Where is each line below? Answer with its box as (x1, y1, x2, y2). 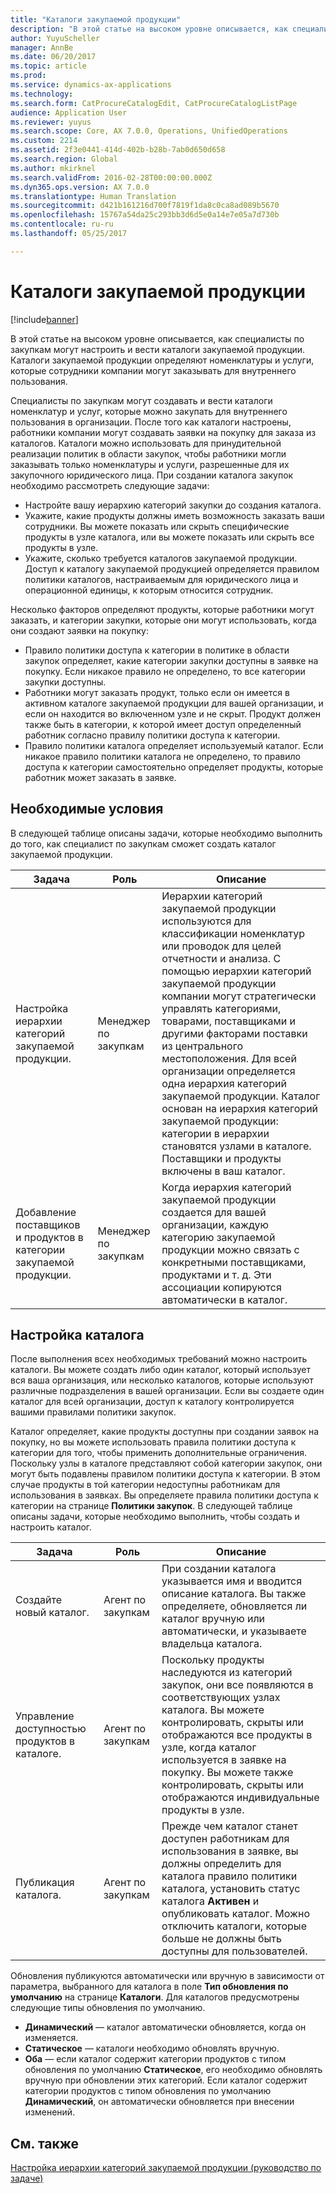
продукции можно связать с (161, 1242, 300, 1256)
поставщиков (15, 1217, 81, 1231)
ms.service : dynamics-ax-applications (10, 80, 172, 90)
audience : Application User (10, 107, 128, 118)
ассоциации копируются (161, 1280, 282, 1294)
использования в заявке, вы (161, 1844, 299, 1858)
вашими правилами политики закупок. (10, 1406, 177, 1418)
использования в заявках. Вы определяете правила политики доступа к (10, 1489, 319, 1501)
